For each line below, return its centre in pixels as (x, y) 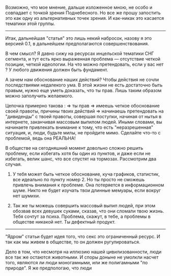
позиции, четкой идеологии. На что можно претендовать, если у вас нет (84, 64)
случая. (13, 164)
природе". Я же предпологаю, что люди (49, 268)
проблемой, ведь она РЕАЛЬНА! (40, 138)
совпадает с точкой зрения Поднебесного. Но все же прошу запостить (83, 13)
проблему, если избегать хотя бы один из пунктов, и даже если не (78, 153)
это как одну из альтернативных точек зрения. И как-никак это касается (85, 18)
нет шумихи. (26, 196)
